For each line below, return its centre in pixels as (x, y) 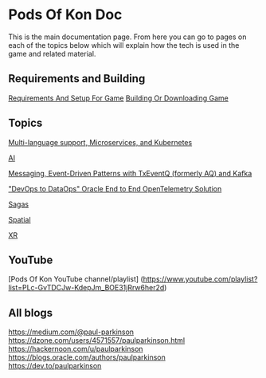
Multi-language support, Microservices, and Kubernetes (100, 142)
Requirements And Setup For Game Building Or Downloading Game (118, 98)
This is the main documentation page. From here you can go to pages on (127, 37)
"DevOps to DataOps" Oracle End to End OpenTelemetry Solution (115, 188)
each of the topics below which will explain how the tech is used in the (124, 45)
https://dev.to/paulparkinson (55, 366)
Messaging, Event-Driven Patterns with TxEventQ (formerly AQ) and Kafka (130, 173)
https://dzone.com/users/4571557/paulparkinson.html (97, 341)
